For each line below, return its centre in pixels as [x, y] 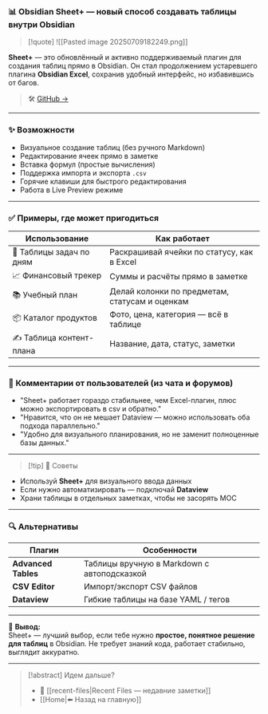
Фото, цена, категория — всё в [169, 314]
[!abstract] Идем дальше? [71, 675]
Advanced [32, 564]
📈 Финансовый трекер [57, 275]
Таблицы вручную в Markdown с [146, 564]
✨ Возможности [41, 130]
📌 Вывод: [25, 627]
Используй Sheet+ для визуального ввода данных [106, 481]
